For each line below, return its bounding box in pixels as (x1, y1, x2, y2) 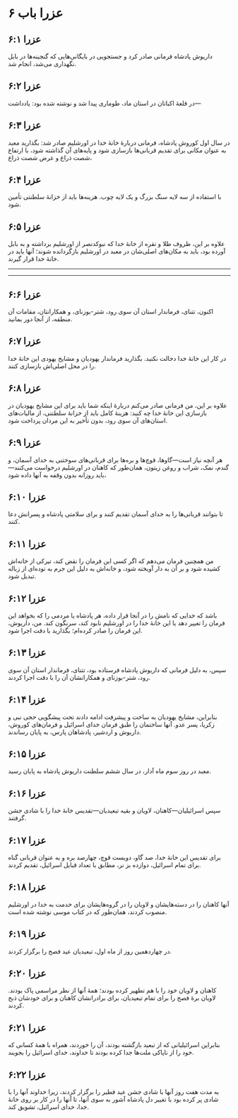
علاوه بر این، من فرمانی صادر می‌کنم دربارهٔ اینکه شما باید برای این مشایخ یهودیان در (8, 401, 228, 409)
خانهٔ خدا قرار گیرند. (8, 255, 59, 263)
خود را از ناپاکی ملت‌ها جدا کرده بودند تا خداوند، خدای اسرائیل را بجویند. (8, 1048, 194, 1057)
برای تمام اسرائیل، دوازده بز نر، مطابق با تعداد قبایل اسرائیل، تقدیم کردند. (8, 861, 201, 869)
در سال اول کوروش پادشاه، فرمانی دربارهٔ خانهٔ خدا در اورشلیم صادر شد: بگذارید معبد (8, 138, 230, 147)
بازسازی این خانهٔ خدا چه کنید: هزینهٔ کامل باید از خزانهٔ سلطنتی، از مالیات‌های (8, 408, 208, 417)
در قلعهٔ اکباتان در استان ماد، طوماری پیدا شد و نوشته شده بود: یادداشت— (8, 99, 201, 107)
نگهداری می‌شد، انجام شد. (8, 60, 77, 68)
